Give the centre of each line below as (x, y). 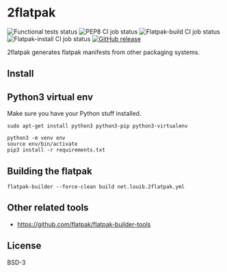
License (24, 246)
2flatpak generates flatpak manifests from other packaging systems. (104, 52)
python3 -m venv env (37, 138)
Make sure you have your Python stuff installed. (74, 114)
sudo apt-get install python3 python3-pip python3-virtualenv (97, 126)
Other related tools (48, 208)
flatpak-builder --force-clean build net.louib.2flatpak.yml (96, 186)
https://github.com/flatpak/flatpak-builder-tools (84, 224)
